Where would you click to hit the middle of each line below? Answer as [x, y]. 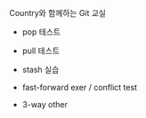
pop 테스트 [41, 32]
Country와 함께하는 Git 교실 [58, 13]
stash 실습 [41, 70]
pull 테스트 [41, 51]
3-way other [45, 104]
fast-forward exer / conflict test [80, 87]
